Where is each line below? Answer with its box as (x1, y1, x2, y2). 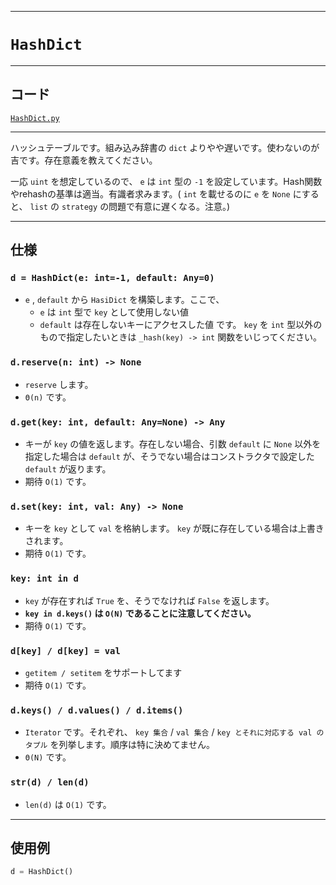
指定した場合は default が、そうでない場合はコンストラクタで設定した (24, 451, 315, 463)
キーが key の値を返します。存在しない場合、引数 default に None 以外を (24, 438, 322, 450)
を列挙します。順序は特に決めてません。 (49, 739, 215, 751)
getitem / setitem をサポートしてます (24, 666, 183, 678)
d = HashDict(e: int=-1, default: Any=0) (10, 272, 215, 284)
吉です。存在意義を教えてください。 (10, 154, 158, 166)
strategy (61, 202, 98, 212)
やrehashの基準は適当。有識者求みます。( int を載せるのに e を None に (10, 187, 302, 200)
